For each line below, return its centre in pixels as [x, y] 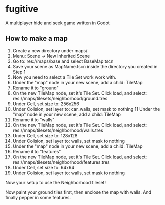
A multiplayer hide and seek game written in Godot [58, 23]
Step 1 [19, 72]
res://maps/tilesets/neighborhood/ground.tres [60, 98]
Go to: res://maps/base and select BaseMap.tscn [63, 61]
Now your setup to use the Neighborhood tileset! [56, 182]
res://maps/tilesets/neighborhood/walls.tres [58, 130]
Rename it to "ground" [36, 88]
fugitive [22, 9]
